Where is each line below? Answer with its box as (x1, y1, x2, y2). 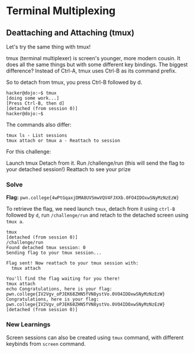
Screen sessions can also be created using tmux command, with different (6, 334, 184, 341)
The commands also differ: (6, 121, 72, 128)
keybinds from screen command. (6, 340, 86, 347)
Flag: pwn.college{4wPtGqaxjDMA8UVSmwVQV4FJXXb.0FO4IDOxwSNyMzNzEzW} (6, 194, 179, 201)
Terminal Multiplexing (6, 4, 116, 18)
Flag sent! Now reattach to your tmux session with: (6, 260, 139, 266)
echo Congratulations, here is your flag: (6, 286, 112, 292)
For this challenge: (6, 148, 51, 155)
